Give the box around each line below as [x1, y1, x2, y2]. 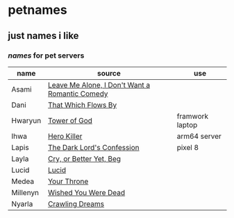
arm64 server [176, 131, 222, 141]
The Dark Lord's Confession [48, 142, 140, 152]
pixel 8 [176, 142, 199, 152]
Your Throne [48, 176, 89, 186]
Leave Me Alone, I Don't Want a [48, 80, 151, 90]
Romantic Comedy [48, 89, 108, 99]
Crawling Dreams [48, 199, 105, 208]
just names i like [8, 30, 79, 42]
